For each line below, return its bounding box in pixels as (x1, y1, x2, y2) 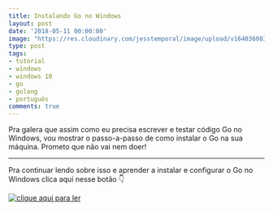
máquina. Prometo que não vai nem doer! (8, 142, 147, 152)
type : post (8, 42, 45, 50)
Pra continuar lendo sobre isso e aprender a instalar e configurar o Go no (8, 166, 253, 175)
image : (8, 34, 31, 43)
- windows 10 (8, 72, 53, 80)
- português (8, 95, 49, 103)
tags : (8, 50, 27, 58)
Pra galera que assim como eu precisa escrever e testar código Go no (8, 125, 242, 135)
